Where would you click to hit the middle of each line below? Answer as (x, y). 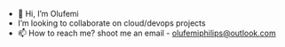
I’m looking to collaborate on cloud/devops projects (111, 23)
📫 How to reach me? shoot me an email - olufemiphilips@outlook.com (147, 33)
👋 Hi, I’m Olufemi (48, 14)
